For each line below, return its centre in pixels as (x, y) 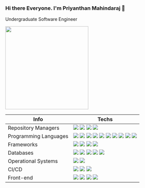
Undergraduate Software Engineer (41, 19)
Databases (21, 153)
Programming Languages (38, 136)
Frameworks (23, 145)
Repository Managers (34, 128)
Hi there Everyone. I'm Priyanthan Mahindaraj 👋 (65, 8)
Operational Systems (33, 161)
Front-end (20, 178)
